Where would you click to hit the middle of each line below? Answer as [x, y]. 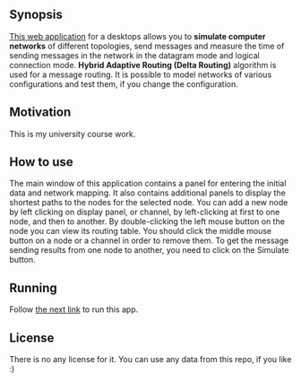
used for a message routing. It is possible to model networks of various [141, 74]
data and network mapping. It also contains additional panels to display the [148, 193]
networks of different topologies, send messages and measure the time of [147, 46]
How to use [41, 162]
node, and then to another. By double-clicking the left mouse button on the [147, 221]
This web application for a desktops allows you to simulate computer [138, 36]
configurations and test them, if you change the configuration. [124, 83]
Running [34, 287]
